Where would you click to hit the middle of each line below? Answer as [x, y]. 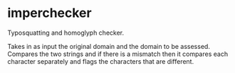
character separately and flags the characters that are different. [101, 61]
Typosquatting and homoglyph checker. [66, 33]
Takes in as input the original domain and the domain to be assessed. [109, 46]
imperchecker [49, 13]
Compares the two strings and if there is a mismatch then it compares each [118, 54]
